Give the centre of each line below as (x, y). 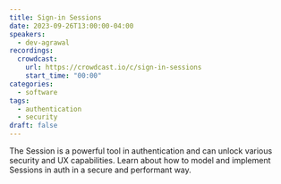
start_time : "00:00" (64, 76)
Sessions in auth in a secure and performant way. (101, 170)
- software (38, 92)
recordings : (31, 51)
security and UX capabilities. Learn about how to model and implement (140, 160)
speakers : (28, 34)
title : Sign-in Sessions (55, 17)
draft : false (34, 126)
